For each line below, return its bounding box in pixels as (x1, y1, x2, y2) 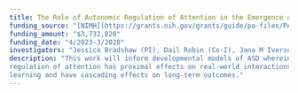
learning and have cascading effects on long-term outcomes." (9, 71, 244, 80)
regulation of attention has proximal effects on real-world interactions (9, 63, 292, 72)
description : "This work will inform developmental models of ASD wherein (9, 54, 292, 63)
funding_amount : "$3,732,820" (9, 29, 122, 38)
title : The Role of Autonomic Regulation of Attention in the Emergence (9, 12, 284, 22)
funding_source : (9, 21, 69, 30)
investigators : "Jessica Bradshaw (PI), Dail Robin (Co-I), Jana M (9, 46, 264, 55)
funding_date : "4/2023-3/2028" (9, 37, 125, 47)
